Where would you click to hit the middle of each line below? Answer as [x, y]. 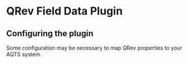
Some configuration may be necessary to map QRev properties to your [94, 48]
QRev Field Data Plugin [64, 11]
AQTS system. [24, 54]
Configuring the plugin [50, 34]
